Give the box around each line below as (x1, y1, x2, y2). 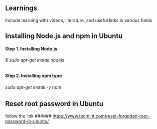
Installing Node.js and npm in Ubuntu (5, 32, 123, 40)
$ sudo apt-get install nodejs (5, 57, 65, 63)
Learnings (5, 4, 37, 12)
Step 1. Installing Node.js (5, 45, 58, 51)
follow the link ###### (5, 112, 52, 119)
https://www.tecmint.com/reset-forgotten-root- (52, 112, 150, 119)
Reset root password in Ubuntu (5, 99, 104, 108)
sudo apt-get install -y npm (5, 84, 61, 90)
